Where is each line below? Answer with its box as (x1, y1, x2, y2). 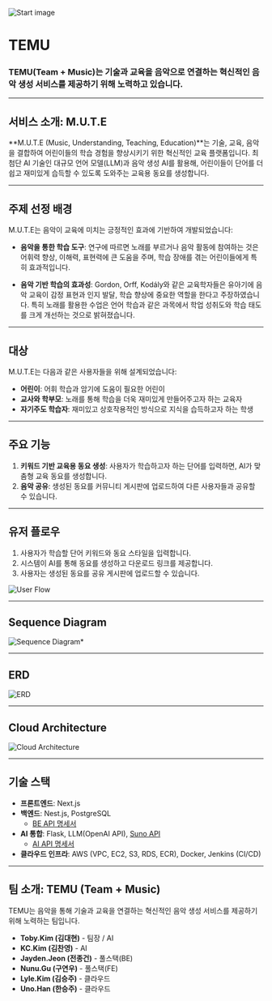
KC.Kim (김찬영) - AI (19, 943, 87, 952)
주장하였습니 (219, 290, 261, 300)
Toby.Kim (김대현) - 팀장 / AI (19, 933, 114, 943)
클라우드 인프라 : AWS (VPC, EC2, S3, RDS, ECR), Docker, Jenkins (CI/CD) (19, 849, 261, 858)
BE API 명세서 (32, 819, 77, 828)
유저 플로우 (8, 525, 61, 539)
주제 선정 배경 (8, 202, 73, 216)
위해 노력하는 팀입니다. (8, 916, 80, 926)
